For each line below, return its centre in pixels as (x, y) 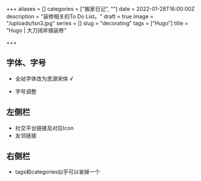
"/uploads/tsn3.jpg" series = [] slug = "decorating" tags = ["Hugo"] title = (97, 23)
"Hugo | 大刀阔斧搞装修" (37, 30)
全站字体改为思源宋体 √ (44, 78)
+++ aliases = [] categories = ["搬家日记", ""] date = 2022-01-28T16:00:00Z (101, 9)
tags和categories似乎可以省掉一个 (58, 172)
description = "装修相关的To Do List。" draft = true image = (80, 16)
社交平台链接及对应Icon (44, 128)
